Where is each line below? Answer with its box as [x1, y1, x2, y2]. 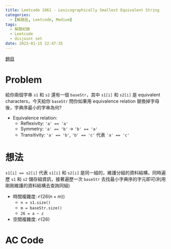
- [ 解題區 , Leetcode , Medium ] [10, 17, 72, 22]
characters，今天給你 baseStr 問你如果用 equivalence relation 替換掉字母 [5, 98, 160, 104]
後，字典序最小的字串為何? [5, 104, 62, 110]
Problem [5, 74, 42, 85]
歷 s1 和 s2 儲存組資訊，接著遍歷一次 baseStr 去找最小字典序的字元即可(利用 [5, 176, 166, 182]
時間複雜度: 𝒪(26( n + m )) [12, 193, 65, 199]
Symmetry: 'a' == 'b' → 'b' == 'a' [20, 125, 98, 131]
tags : [5, 22, 17, 27]
